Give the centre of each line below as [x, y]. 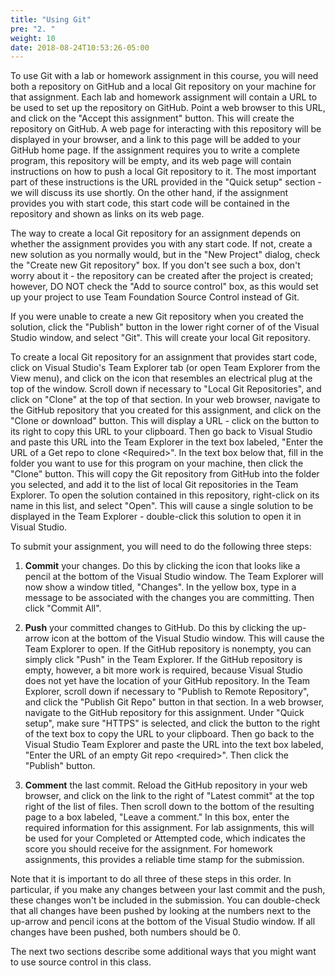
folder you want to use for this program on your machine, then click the [157, 463]
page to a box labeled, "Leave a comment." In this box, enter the [157, 817]
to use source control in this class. [81, 962]
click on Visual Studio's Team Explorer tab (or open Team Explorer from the [165, 368]
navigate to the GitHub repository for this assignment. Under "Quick [164, 713]
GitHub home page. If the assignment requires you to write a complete [155, 150]
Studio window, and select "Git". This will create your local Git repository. [160, 338]
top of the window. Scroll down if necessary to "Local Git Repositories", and [166, 389]
